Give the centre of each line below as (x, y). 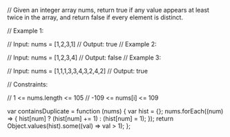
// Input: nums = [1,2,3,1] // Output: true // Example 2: (82, 44)
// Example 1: (25, 31)
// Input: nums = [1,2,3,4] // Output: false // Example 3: (84, 57)
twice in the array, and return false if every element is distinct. (95, 17)
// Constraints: (28, 84)
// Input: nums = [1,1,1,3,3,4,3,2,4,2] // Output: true (78, 71)
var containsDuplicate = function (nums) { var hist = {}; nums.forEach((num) (115, 111)
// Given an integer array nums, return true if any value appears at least (108, 10)
